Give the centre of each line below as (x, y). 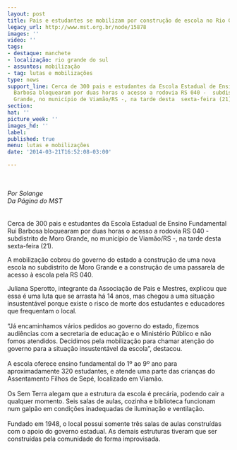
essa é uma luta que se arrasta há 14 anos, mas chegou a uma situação (111, 296)
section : (20, 106)
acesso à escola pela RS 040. (50, 275)
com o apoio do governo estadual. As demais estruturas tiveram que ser (112, 431)
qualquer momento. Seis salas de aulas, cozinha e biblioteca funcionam (111, 401)
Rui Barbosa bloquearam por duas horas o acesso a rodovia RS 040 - (108, 231)
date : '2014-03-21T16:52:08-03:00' (60, 152)
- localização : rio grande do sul (58, 60)
